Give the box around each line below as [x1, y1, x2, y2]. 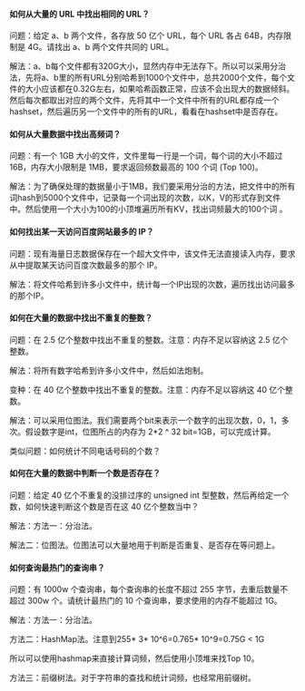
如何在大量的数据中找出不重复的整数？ [9, 313, 152, 324]
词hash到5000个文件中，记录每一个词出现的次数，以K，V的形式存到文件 [9, 192, 281, 203]
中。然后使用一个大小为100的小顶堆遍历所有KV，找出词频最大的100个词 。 [9, 204, 288, 215]
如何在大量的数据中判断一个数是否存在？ [9, 468, 161, 479]
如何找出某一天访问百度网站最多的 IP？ [9, 227, 154, 237]
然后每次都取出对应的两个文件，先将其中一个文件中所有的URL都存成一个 [9, 95, 280, 106]
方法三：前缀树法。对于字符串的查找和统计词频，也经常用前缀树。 [9, 672, 256, 684]
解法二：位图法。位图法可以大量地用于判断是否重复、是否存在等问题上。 [9, 540, 280, 550]
